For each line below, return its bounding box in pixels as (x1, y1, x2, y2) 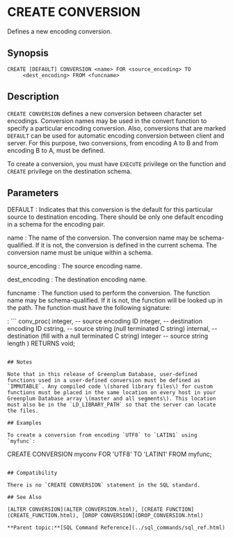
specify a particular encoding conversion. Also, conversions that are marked (7, 124, 226, 132)
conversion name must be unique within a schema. (7, 248, 153, 257)
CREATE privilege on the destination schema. (7, 167, 132, 175)
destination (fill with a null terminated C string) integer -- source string (7, 332, 209, 341)
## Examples (7, 420, 42, 427)
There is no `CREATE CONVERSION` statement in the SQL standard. (7, 482, 200, 489)
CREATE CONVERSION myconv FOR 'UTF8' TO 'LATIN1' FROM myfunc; (7, 450, 212, 459)
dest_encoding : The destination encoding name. (7, 275, 147, 284)
